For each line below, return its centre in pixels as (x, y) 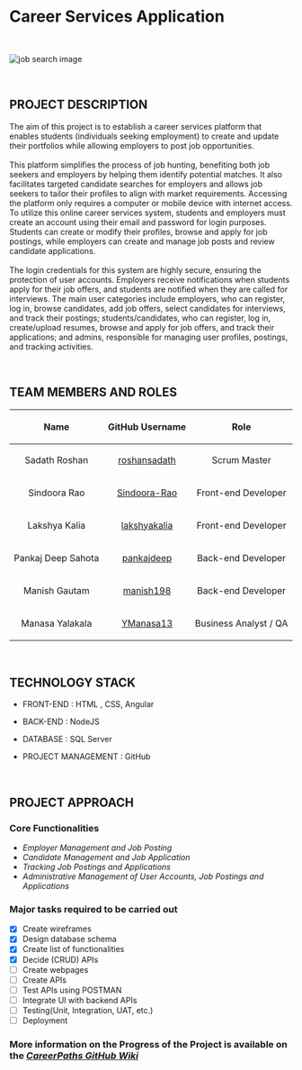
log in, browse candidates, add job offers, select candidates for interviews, (147, 308)
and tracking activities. (51, 346)
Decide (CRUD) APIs (60, 959)
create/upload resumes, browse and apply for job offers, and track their (142, 327)
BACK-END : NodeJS (61, 721)
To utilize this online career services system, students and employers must (147, 213)
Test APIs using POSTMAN (72, 990)
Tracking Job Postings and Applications (96, 867)
